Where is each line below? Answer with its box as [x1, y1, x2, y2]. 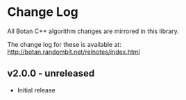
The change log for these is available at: [7, 40, 121, 48]
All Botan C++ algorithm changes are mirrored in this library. [7, 27, 179, 35]
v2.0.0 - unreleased [7, 68, 95, 79]
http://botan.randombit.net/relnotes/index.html [7, 48, 140, 56]
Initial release [17, 86, 56, 94]
